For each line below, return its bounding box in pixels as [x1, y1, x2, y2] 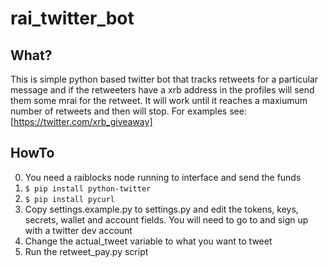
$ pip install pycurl [24, 194, 115, 204]
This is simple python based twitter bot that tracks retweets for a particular [10, 73, 319, 85]
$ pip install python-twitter [24, 183, 152, 194]
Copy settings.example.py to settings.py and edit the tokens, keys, [24, 203, 299, 215]
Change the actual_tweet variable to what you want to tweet [24, 235, 273, 247]
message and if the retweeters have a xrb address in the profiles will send [10, 84, 315, 96]
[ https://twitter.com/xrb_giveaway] [10, 116, 153, 127]
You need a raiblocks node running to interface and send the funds [24, 171, 302, 183]
